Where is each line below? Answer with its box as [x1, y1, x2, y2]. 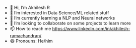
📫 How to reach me [9, 26, 51, 31]
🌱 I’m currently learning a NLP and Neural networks [9, 15, 115, 21]
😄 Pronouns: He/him [9, 38, 53, 44]
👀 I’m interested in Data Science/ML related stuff [9, 10, 109, 16]
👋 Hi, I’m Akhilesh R [9, 5, 50, 10]
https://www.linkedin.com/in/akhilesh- [52, 26, 131, 31]
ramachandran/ [9, 33, 42, 39]
